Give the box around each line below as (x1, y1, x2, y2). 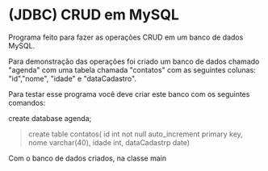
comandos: (8, 98, 46, 107)
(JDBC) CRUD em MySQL (8, 6, 180, 24)
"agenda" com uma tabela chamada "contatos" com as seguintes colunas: (8, 65, 256, 74)
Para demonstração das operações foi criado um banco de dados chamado (8, 56, 260, 66)
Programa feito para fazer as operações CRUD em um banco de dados (8, 32, 244, 42)
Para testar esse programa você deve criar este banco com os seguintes (8, 89, 250, 98)
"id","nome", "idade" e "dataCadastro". (8, 73, 137, 83)
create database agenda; (8, 113, 92, 123)
